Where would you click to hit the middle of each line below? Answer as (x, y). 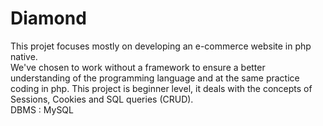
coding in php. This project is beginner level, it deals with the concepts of (161, 88)
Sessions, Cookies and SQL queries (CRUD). (102, 99)
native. (24, 56)
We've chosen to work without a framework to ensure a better (138, 67)
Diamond (48, 18)
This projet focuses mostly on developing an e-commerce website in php (161, 46)
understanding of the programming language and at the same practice (155, 78)
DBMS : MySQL (42, 109)
